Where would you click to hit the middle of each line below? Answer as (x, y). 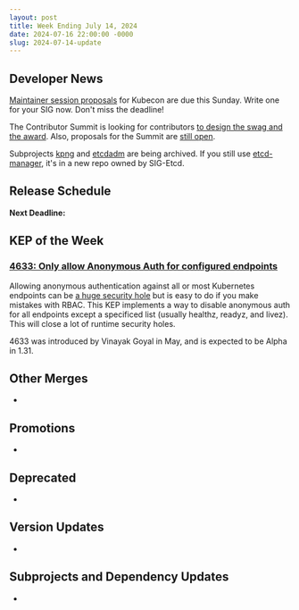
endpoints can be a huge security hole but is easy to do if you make (134, 295)
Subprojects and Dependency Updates (119, 577)
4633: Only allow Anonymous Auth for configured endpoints (144, 266)
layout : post (33, 17)
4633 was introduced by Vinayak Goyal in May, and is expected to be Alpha (148, 341)
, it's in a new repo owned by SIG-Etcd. (113, 163)
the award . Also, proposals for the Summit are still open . (112, 137)
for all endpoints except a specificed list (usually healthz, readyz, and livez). (149, 314)
